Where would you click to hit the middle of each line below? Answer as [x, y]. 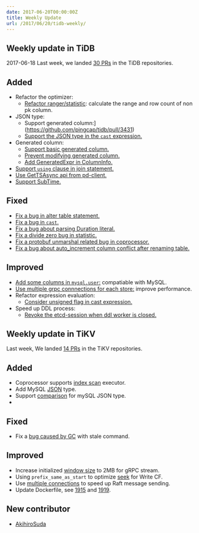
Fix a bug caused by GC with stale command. [72, 436]
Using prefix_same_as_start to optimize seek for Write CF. [89, 477]
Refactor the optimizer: [44, 97]
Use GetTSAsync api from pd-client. [61, 175]
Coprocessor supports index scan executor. [70, 383]
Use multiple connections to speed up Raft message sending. [92, 483]
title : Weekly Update [34, 18]
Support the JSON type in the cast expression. [83, 136]
